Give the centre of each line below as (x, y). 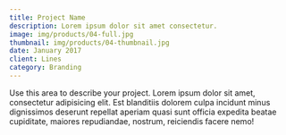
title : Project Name (48, 17)
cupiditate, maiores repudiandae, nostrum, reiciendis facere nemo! (132, 121)
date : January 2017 (46, 51)
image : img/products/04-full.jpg (71, 34)
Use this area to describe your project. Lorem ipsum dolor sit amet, (133, 93)
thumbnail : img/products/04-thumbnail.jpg (89, 42)
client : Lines (36, 59)
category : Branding (46, 68)
